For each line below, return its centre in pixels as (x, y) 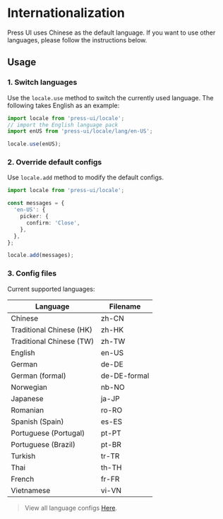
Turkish (23, 455)
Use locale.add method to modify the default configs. (86, 177)
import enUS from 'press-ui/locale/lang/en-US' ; (80, 131)
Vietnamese (31, 490)
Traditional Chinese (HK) (52, 330)
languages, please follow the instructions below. (77, 40)
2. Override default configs (55, 162)
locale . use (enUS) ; (34, 144)
